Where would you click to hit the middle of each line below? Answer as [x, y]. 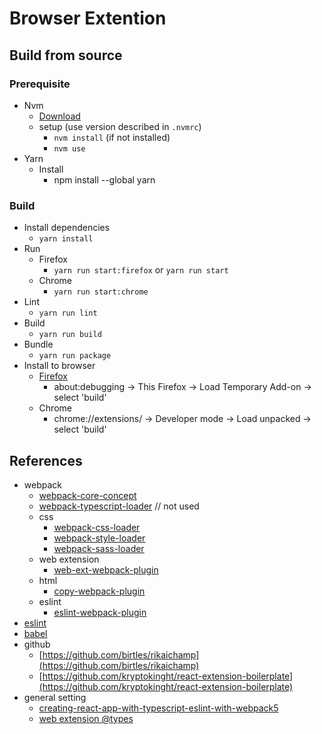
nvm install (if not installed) [112, 137]
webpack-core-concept [87, 495]
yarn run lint [68, 313]
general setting [55, 697]
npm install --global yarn [104, 179]
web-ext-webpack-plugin [106, 569]
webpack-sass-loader [99, 548]
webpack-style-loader [99, 538]
